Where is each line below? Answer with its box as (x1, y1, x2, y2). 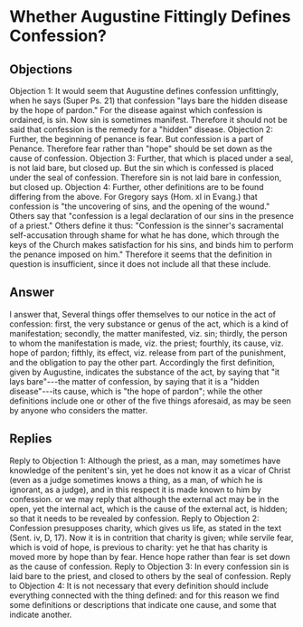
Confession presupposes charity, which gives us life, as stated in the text (9, 522, 282, 533)
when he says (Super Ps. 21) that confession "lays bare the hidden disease (9, 95, 288, 106)
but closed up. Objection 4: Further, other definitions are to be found (9, 182, 264, 192)
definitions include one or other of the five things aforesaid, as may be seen (9, 395, 292, 406)
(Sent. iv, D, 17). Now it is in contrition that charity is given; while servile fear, (9, 532, 294, 543)
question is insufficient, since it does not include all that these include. (9, 259, 271, 269)
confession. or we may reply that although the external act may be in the (9, 493, 279, 504)
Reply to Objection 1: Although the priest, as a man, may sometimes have (9, 455, 281, 466)
